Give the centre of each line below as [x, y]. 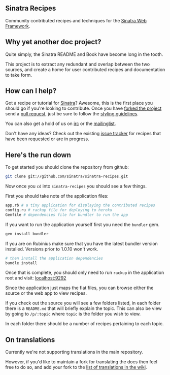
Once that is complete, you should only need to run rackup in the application [85, 273]
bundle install [21, 263]
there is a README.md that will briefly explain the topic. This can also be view [83, 308]
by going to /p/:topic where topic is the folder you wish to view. [73, 314]
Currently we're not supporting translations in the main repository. [74, 352]
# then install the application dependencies [54, 258]
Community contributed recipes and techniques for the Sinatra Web [76, 20]
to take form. [19, 75]
